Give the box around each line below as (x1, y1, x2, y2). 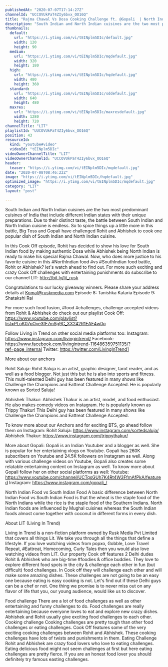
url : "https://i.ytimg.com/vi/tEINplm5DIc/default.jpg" (14, 35, 133, 40)
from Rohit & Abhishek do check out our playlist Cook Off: (5, 310, 124, 316)
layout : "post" (5, 188, 37, 193)
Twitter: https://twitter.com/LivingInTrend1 (43, 346, 129, 352)
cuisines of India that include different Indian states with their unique (5, 212, 146, 218)
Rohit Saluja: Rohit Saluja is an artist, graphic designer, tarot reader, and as (5, 365, 158, 371)
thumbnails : (5, 26, 30, 31)
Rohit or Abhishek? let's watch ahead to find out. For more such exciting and (5, 264, 162, 270)
